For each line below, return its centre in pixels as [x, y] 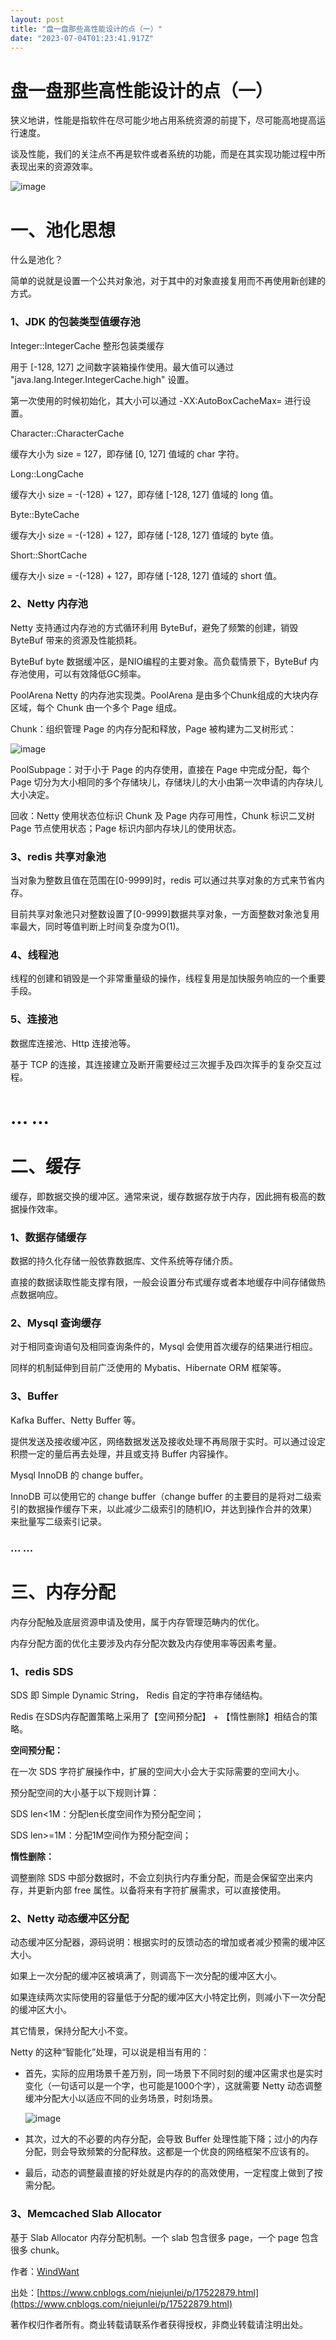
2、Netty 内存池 [49, 604]
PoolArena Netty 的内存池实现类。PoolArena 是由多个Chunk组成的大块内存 [164, 695]
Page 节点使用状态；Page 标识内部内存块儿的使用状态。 [126, 828]
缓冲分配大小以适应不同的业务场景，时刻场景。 [121, 2098]
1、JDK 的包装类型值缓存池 [75, 322]
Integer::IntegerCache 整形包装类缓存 [87, 345]
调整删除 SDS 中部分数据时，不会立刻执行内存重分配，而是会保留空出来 [157, 1877]
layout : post [37, 19]
